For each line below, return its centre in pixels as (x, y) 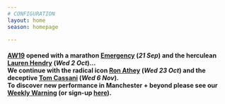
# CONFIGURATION (31, 14)
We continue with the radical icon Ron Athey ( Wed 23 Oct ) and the (107, 70)
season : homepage (33, 27)
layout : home (27, 20)
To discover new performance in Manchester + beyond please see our (112, 85)
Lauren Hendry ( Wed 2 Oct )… (52, 63)
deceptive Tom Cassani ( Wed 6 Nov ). (63, 77)
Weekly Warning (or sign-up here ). (59, 93)
